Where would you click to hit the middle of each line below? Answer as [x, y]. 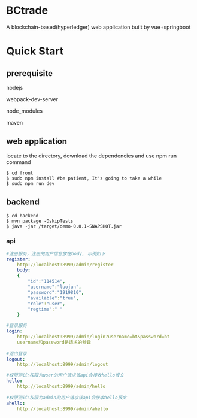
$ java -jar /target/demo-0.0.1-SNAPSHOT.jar [64, 226]
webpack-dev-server [32, 99]
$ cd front [20, 173]
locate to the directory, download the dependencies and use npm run [92, 156]
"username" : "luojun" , [55, 287]
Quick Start [35, 51]
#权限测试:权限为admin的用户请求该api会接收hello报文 [66, 398]
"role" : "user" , [47, 304]
